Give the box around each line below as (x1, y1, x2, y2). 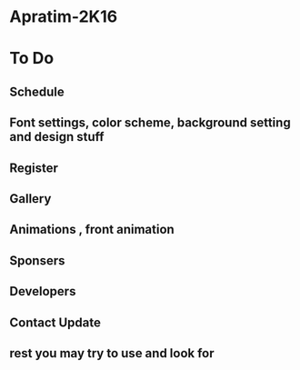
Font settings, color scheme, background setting (9, 115, 291, 131)
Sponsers (9, 253, 65, 268)
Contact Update (9, 315, 102, 330)
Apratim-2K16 (9, 6, 118, 27)
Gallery (9, 191, 52, 206)
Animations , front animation (9, 222, 175, 237)
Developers (9, 284, 76, 299)
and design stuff (9, 129, 105, 145)
